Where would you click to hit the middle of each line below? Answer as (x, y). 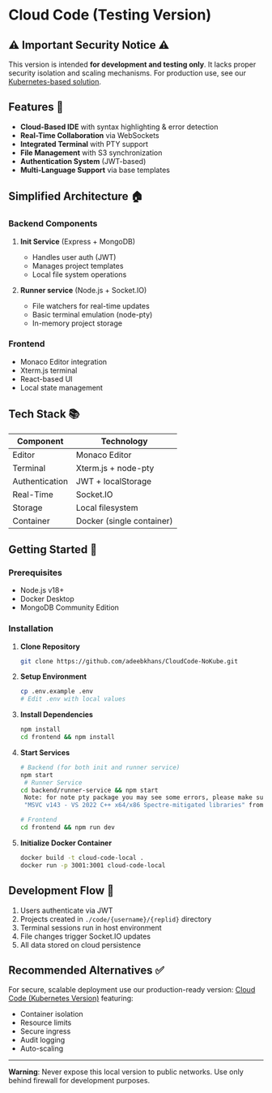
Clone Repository (50, 646)
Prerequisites (35, 572)
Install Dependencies (56, 715)
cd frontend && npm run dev (67, 827)
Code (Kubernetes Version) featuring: (71, 998)
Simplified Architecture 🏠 (76, 197)
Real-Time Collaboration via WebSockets (89, 135)
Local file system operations (79, 274)
